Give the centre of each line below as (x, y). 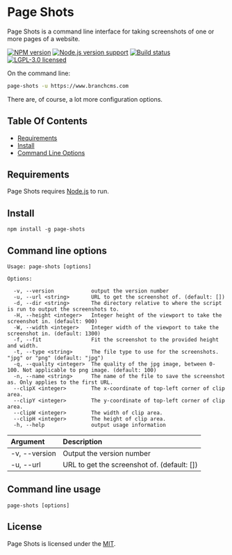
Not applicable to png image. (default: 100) (90, 370)
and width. (23, 346)
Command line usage (54, 489)
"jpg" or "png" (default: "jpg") (56, 358)
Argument (28, 441)
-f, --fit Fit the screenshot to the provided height (116, 340)
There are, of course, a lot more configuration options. (85, 99)
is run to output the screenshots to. (63, 310)
